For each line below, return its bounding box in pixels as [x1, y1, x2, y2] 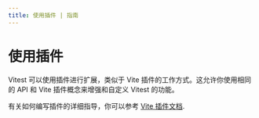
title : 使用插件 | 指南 [8, 11, 78, 20]
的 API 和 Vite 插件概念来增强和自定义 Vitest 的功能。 [8, 84, 179, 94]
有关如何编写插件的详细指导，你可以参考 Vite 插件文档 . [8, 101, 185, 110]
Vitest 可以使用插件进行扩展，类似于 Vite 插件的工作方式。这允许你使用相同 [8, 75, 252, 84]
